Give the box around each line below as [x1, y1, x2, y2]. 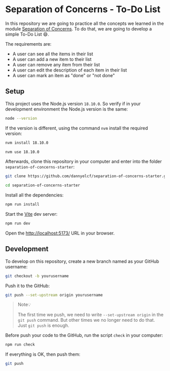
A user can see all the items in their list [12, 51, 94, 57]
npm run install [5, 202, 39, 207]
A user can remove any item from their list [12, 61, 100, 68]
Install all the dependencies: [5, 192, 64, 198]
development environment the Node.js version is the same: [5, 106, 128, 112]
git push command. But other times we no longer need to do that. [17, 317, 155, 323]
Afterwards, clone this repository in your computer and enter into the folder [5, 158, 162, 164]
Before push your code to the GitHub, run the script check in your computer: [5, 332, 163, 339]
